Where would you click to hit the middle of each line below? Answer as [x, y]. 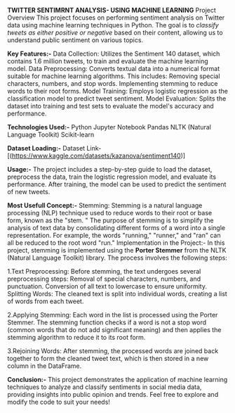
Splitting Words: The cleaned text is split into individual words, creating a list [117, 294]
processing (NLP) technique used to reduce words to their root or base [110, 213]
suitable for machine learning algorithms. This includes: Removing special [114, 76]
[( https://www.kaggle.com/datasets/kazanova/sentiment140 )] [96, 155]
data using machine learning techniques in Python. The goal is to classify [113, 25]
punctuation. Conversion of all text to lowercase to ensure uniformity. [107, 286]
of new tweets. [29, 192]
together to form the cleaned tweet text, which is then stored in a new [108, 358]
